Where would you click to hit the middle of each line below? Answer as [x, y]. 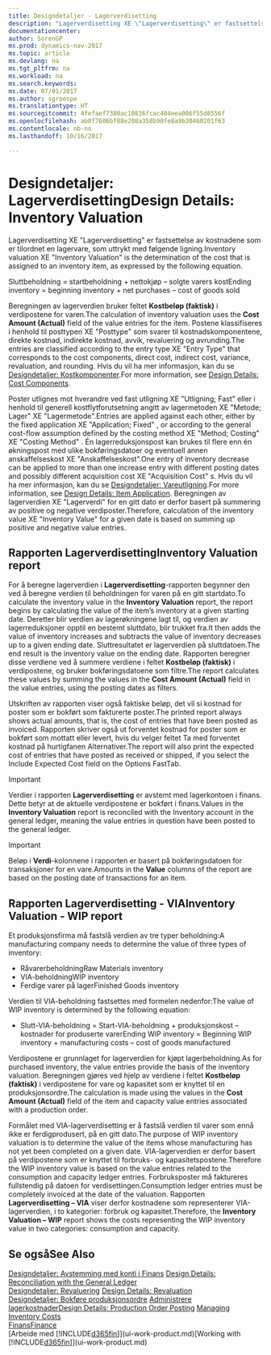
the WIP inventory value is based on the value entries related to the [120, 1168]
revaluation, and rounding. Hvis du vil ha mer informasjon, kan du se [122, 365]
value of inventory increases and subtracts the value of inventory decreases [135, 636]
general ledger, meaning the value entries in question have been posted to [132, 821]
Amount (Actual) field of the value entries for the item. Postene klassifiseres [135, 323]
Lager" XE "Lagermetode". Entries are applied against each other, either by [132, 416]
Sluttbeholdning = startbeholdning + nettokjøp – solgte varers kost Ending [130, 281]
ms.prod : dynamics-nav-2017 [56, 46]
